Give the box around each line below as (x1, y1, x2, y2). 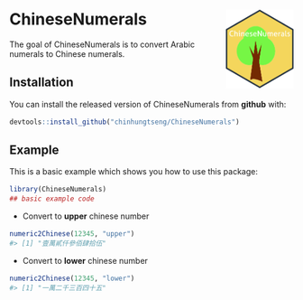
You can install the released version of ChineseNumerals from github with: (9, 98, 287, 109)
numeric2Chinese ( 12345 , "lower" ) (9, 274, 135, 283)
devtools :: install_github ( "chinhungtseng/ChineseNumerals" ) (9, 117, 241, 127)
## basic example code (9, 194, 95, 203)
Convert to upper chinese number (22, 211, 150, 221)
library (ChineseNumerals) (9, 185, 106, 194)
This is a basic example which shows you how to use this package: (9, 166, 259, 177)
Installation (9, 75, 74, 90)
